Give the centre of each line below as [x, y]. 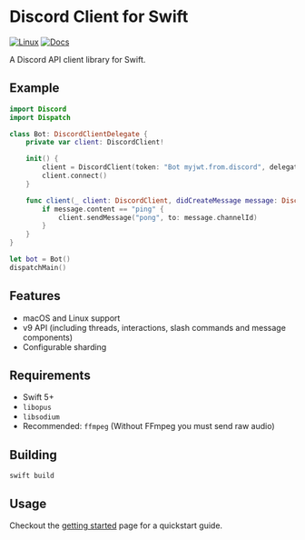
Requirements [50, 375]
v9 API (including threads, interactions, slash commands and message [154, 327]
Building [33, 455]
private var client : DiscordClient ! [95, 143]
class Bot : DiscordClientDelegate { [79, 134]
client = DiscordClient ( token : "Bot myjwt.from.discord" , [154, 167]
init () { [42, 159]
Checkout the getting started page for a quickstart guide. [116, 525]
